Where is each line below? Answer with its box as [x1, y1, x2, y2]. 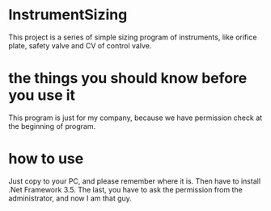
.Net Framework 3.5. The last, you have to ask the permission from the [8, 184, 243, 194]
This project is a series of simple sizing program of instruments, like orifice [8, 32, 257, 42]
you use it [8, 86, 75, 105]
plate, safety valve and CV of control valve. [8, 40, 152, 50]
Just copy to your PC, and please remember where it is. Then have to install [8, 176, 261, 186]
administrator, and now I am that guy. [8, 193, 132, 203]
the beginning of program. [8, 121, 95, 130]
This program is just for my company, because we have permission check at [8, 113, 263, 122]
